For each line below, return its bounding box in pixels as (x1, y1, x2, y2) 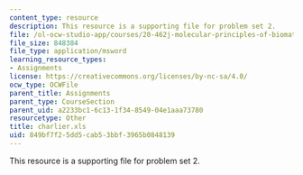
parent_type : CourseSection (9, 97, 115, 106)
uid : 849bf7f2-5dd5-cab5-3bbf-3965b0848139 (9, 131, 176, 140)
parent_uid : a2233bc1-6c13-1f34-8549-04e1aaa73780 (9, 106, 204, 115)
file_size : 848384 (9, 38, 78, 48)
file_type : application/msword (9, 47, 127, 56)
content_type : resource (9, 13, 99, 23)
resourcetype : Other (9, 114, 87, 123)
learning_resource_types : (9, 55, 106, 64)
